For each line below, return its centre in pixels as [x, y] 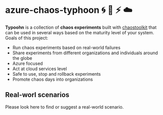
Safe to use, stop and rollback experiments [56, 74]
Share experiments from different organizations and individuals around [85, 53]
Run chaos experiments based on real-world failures [66, 47]
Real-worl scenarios [37, 95]
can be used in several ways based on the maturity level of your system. [80, 32]
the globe [22, 58]
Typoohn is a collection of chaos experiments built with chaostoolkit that [81, 27]
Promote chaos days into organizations [53, 79]
